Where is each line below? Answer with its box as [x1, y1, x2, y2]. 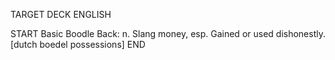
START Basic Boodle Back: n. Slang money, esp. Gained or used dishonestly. [10, 28, 326, 39]
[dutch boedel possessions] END [10, 39, 146, 50]
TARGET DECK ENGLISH [10, 9, 112, 20]
